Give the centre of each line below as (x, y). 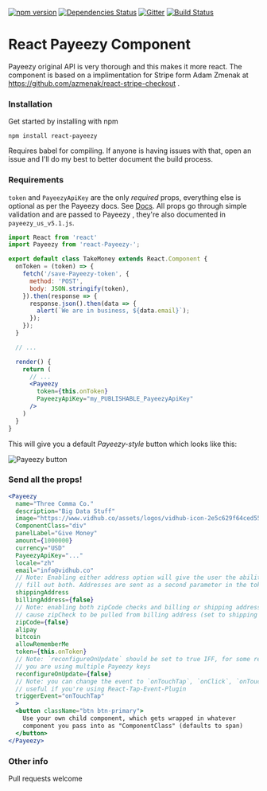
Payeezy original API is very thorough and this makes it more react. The (125, 66)
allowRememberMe (42, 644)
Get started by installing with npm (64, 121)
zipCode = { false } (42, 622)
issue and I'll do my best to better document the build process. (110, 159)
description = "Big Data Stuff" (65, 511)
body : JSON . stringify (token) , (79, 288)
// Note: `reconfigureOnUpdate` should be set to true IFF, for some (133, 660)
